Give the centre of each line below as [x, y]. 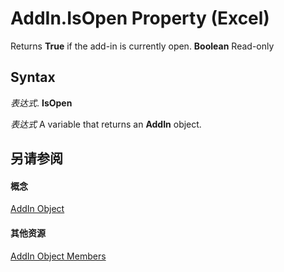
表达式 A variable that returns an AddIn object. [106, 124]
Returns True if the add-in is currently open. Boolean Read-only [142, 46]
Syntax [33, 77]
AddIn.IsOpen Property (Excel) [140, 18]
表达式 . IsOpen [41, 103]
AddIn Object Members [58, 256]
